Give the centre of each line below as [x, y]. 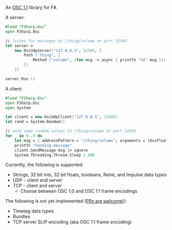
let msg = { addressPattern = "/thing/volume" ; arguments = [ [82, 140]
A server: [15, 17]
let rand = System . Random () [35, 122]
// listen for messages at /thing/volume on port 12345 [66, 41]
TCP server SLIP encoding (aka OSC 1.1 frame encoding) [72, 222]
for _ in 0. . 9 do [24, 136]
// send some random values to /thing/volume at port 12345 [71, 131]
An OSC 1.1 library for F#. [31, 7]
